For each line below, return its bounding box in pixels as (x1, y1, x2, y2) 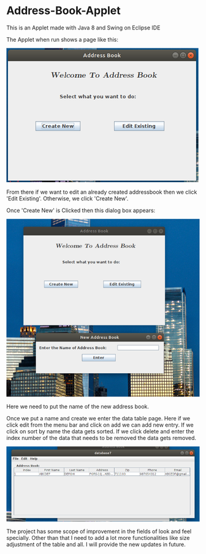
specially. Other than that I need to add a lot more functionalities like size (6, 534, 190, 542)
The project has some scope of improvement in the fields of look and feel (6, 528, 192, 535)
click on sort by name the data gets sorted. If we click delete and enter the (6, 428, 194, 435)
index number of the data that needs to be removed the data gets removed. (6, 434, 197, 442)
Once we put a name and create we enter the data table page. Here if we (6, 415, 191, 422)
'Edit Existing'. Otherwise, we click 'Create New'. (6, 194, 129, 202)
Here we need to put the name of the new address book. (6, 403, 149, 411)
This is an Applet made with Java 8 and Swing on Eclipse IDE (6, 24, 161, 31)
